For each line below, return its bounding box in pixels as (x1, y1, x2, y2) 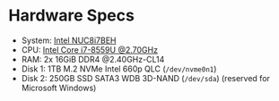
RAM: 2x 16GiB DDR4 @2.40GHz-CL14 (21, 54, 165, 64)
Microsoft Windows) (21, 82, 97, 93)
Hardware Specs (8, 5, 135, 26)
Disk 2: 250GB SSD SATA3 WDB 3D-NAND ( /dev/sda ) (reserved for (21, 72, 271, 83)
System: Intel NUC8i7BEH (21, 35, 118, 46)
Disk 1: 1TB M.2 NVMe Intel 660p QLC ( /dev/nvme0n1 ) (21, 63, 217, 74)
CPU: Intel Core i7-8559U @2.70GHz (21, 44, 159, 55)
